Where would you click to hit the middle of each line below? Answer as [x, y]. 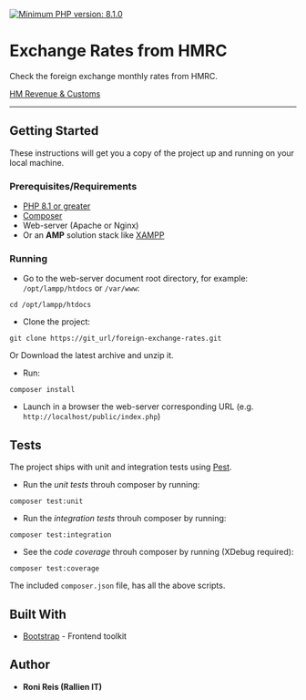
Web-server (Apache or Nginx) [81, 226]
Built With [38, 614]
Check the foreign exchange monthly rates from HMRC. [114, 76]
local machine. [37, 162]
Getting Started [54, 131]
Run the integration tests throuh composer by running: [124, 519]
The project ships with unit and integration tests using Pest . [121, 467]
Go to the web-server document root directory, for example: [135, 279]
